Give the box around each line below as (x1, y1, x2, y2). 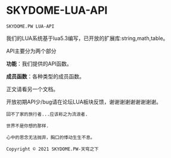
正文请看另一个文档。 (6, 85, 58, 93)
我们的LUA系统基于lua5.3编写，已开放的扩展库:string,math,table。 (6, 34, 169, 42)
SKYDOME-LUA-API (6, 4, 108, 17)
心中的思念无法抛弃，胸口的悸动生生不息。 (6, 134, 95, 141)
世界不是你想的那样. (6, 123, 49, 129)
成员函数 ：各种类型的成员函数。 (6, 72, 85, 80)
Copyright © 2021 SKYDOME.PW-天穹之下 (6, 146, 100, 152)
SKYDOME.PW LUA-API (6, 23, 55, 29)
